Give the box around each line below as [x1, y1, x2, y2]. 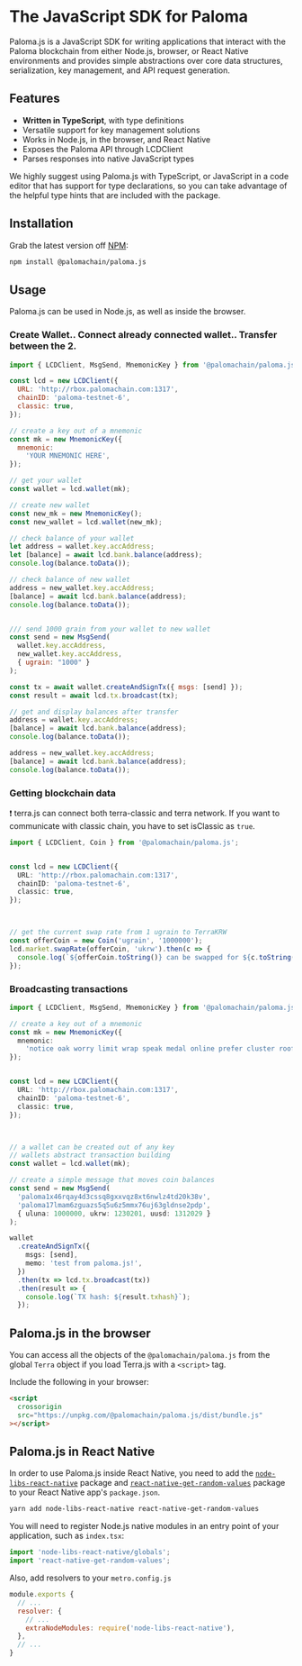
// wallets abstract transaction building [9, 1151, 171, 1160]
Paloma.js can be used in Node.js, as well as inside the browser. [9, 306, 246, 317]
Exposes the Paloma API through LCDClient [22, 143, 183, 154]
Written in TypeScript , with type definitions [22, 114, 184, 125]
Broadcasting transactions [9, 982, 129, 995]
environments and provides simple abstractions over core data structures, [9, 55, 283, 66]
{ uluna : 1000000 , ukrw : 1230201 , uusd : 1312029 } [17, 1209, 211, 1218]
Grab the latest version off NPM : [9, 240, 129, 250]
